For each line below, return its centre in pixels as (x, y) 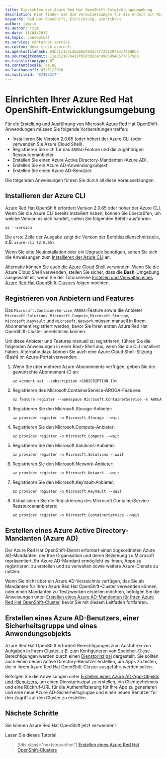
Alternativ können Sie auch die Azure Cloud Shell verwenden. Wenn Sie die (82, 267)
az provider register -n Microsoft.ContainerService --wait (76, 515)
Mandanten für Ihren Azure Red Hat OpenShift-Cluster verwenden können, (82, 586)
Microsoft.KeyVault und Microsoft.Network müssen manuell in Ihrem (75, 321)
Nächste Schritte (32, 713)
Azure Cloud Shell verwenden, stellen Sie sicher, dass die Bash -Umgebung (82, 272)
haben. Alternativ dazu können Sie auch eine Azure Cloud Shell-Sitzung (79, 352)
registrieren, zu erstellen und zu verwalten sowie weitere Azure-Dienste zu (82, 566)
